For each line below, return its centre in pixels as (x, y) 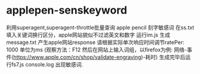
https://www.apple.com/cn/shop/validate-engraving (77, 57)
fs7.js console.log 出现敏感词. (47, 64)
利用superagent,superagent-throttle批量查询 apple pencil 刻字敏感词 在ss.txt (100, 27)
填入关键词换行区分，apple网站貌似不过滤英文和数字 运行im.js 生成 (88, 35)
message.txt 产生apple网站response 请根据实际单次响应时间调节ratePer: (95, 42)
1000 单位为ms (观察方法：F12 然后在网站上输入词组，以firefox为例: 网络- (96, 49)
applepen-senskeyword (67, 10)
